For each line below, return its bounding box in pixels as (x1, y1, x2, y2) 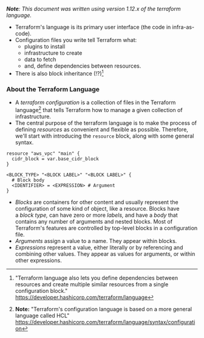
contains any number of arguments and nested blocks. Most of (15, 217, 173, 225)
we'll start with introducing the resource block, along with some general (15, 132, 194, 139)
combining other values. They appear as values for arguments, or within (15, 250, 195, 258)
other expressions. (15, 256, 62, 264)
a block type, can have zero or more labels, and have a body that (15, 211, 178, 219)
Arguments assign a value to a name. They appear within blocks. (15, 237, 177, 244)
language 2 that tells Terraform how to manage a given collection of (15, 105, 183, 113)
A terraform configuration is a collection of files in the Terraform (15, 99, 176, 106)
